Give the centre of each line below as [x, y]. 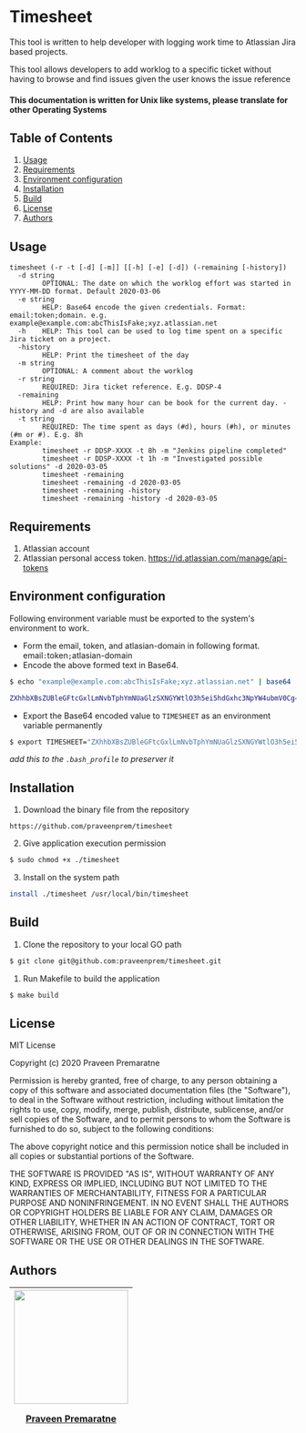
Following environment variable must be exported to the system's [132, 618]
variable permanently [62, 725]
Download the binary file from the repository [106, 810]
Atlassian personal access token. [84, 558]
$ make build [34, 995]
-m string [36, 363]
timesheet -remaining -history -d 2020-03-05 [130, 499]
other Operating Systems [58, 109]
